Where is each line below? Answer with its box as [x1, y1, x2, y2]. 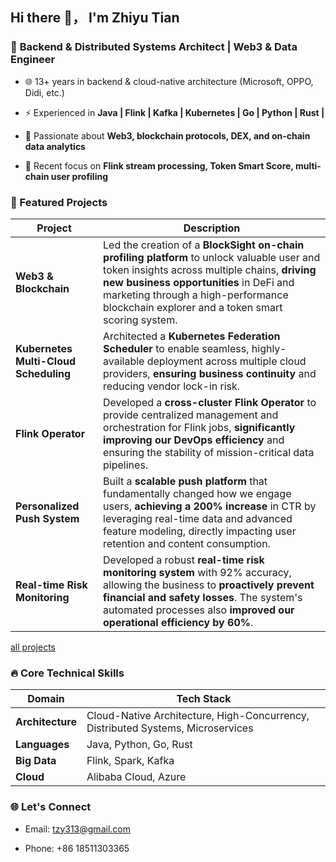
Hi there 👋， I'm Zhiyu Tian [10, 9, 180, 27]
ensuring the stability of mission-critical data [103, 445, 315, 459]
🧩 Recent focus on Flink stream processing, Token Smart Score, [24, 159, 294, 172]
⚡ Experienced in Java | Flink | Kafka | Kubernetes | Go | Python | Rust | [24, 106, 325, 118]
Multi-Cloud [15, 354, 77, 368]
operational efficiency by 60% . [103, 615, 254, 629]
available [103, 354, 145, 368]
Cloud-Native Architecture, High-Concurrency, [86, 709, 310, 723]
